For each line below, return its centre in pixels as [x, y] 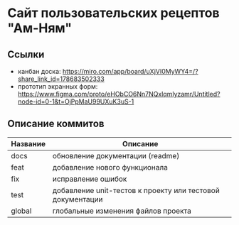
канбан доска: [39, 71]
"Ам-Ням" [40, 28]
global [21, 211]
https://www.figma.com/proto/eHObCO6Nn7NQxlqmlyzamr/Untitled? [119, 94]
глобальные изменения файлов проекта [122, 211]
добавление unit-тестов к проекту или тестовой [136, 190]
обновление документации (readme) [116, 155]
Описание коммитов [56, 124]
